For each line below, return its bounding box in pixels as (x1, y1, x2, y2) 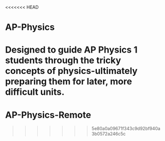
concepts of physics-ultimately (5, 66, 138, 76)
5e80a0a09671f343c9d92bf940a (91, 126, 161, 132)
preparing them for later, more (5, 76, 132, 87)
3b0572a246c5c (91, 131, 126, 137)
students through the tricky (5, 55, 121, 66)
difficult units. (5, 86, 65, 98)
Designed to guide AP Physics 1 (5, 44, 138, 56)
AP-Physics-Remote (5, 109, 91, 121)
